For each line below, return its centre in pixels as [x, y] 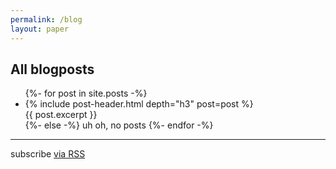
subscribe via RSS [48, 154]
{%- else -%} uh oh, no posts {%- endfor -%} [119, 125]
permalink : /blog [46, 19]
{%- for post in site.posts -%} [86, 93]
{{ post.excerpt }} [61, 115]
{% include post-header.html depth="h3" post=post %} [139, 104]
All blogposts [52, 69]
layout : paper [40, 29]
